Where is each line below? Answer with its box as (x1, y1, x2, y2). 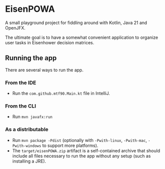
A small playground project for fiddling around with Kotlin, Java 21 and (5, 20, 147, 26)
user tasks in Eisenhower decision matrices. (5, 39, 95, 45)
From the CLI (5, 102, 36, 109)
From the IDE (5, 79, 36, 86)
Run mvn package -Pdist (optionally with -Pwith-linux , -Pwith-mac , (12, 137, 147, 143)
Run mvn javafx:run (12, 114, 53, 120)
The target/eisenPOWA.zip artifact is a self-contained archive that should (12, 147, 160, 153)
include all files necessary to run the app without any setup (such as (12, 153, 151, 159)
